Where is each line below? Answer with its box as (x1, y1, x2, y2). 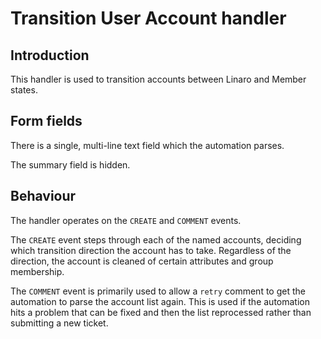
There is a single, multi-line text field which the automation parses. (10, 139, 285, 151)
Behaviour (10, 188, 77, 205)
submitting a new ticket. (10, 317, 109, 329)
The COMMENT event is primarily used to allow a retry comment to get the (10, 285, 306, 297)
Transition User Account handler (10, 7, 287, 30)
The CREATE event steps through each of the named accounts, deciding (10, 233, 302, 246)
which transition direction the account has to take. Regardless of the (10, 244, 292, 256)
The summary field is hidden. (10, 158, 131, 171)
